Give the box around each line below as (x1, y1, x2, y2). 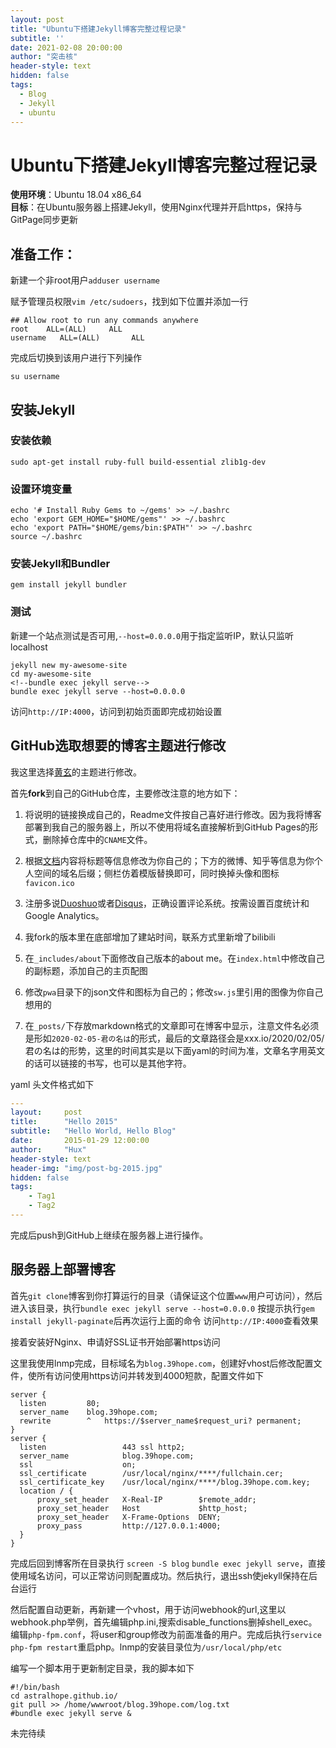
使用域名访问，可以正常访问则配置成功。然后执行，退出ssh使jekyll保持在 (10, 1569, 310, 1581)
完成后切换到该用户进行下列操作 (10, 352, 142, 364)
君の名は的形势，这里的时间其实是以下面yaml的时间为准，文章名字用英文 (24, 1044, 326, 1056)
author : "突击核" (10, 52, 78, 62)
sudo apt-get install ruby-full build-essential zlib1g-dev (10, 457, 267, 467)
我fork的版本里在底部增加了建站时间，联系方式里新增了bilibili (24, 931, 276, 943)
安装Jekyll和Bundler (10, 557, 111, 571)
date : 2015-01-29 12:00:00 (10, 1136, 150, 1146)
